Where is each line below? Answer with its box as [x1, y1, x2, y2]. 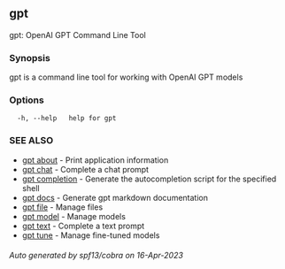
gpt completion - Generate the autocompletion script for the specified [21, 173, 277, 184]
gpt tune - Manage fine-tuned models [21, 229, 160, 241]
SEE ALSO [9, 134, 54, 147]
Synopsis [9, 51, 50, 64]
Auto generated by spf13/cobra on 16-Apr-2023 [9, 250, 184, 261]
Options [9, 94, 44, 106]
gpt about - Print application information [21, 154, 169, 165]
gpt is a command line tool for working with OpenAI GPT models [9, 72, 243, 82]
